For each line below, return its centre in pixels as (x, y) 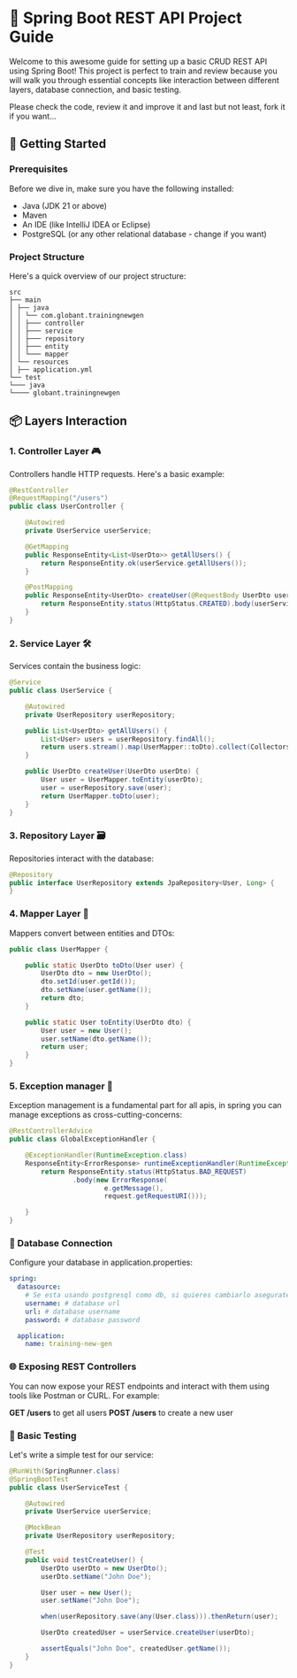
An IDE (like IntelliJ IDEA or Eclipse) (86, 224)
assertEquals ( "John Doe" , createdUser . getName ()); (136, 1649)
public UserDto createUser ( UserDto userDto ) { (112, 772)
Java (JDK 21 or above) (65, 205)
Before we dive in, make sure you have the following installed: (122, 189)
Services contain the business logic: (75, 666)
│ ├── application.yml (51, 369)
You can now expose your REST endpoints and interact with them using (139, 1386)
